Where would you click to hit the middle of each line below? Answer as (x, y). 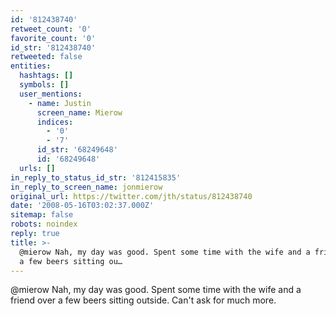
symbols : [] (44, 85)
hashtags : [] (46, 76)
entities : (31, 66)
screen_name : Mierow (79, 112)
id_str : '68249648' (77, 150)
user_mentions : (51, 94)
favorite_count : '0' (53, 38)
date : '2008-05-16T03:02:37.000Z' (82, 206)
